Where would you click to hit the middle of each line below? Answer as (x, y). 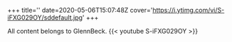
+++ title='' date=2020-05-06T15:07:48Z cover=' (80, 10)
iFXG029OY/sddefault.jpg (45, 17)
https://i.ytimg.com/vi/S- (189, 10)
